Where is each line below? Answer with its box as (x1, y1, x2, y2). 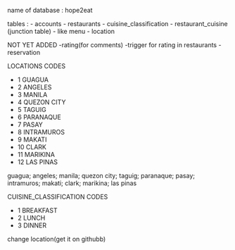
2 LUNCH (17, 214, 46, 222)
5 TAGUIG (17, 106, 47, 113)
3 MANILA (17, 91, 48, 99)
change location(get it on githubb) (7, 235, 106, 243)
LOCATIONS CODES (7, 62, 66, 70)
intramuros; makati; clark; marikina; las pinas (7, 179, 137, 187)
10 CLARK (17, 143, 47, 151)
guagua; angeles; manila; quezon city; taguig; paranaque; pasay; (7, 172, 196, 180)
